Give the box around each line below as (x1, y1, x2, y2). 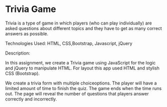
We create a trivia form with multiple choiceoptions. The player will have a (5, 80, 157, 86)
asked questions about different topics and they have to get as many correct (5, 25, 162, 31)
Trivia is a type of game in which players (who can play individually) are (5, 20, 152, 26)
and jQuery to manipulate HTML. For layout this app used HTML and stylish (5, 65, 160, 71)
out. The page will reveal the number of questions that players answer (5, 90, 149, 96)
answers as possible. (5, 30, 48, 36)
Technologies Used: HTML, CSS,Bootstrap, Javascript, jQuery (5, 40, 133, 46)
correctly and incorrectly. (5, 96, 57, 102)
